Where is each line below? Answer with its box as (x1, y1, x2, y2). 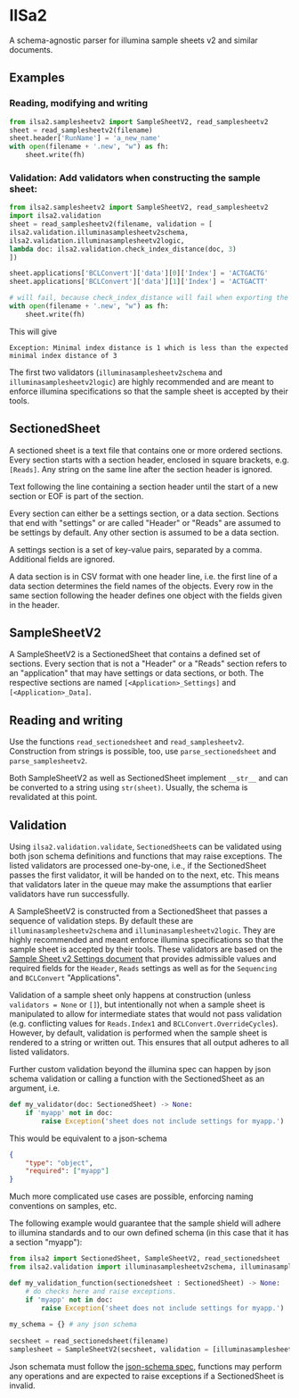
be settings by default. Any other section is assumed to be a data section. (9, 527, 279, 537)
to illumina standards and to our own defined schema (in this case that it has (9, 1227, 289, 1238)
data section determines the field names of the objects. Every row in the (9, 580, 274, 591)
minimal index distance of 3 (9, 351, 117, 360)
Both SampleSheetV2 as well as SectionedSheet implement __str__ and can (9, 773, 288, 784)
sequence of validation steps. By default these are (9, 916, 194, 927)
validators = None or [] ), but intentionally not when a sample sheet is (9, 999, 265, 1010)
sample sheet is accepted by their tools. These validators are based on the (9, 944, 283, 955)
